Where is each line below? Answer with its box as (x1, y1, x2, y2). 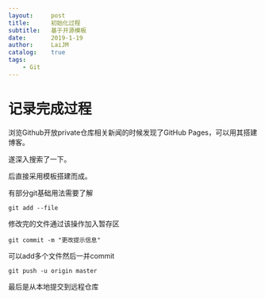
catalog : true (8, 48, 66, 56)
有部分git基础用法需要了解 (8, 188, 94, 197)
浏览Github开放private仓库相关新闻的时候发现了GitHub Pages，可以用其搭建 (8, 128, 258, 137)
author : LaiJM (8, 41, 69, 49)
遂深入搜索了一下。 (8, 154, 71, 163)
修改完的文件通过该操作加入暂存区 (8, 219, 120, 228)
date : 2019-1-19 (8, 33, 83, 42)
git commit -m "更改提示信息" (8, 236, 101, 244)
